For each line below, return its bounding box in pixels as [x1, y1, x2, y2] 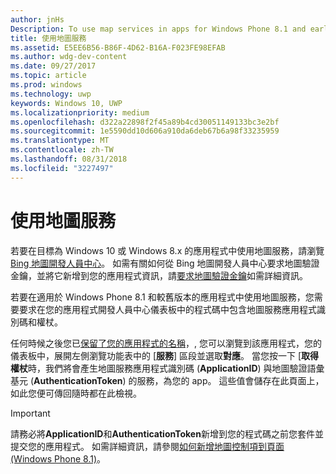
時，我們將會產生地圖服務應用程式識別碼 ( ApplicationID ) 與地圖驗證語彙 [28, 362, 325, 374]
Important [10, 407, 51, 419]
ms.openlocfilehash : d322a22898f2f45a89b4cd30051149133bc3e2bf [10, 117, 280, 127]
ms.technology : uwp [10, 89, 92, 99]
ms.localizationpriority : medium [10, 107, 150, 118]
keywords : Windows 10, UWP [10, 98, 123, 108]
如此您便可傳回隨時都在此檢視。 [10, 387, 142, 399]
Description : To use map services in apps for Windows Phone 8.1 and [10, 24, 307, 34]
